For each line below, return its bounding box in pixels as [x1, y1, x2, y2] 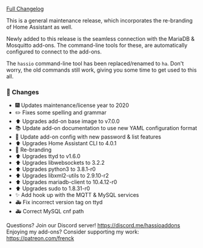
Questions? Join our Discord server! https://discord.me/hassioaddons [6, 222, 181, 229]
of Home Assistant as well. [6, 24, 73, 30]
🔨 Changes [6, 88, 39, 96]
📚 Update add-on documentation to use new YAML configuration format [15, 125, 198, 132]
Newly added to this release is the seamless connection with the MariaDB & [6, 35, 195, 42]
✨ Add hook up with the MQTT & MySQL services [15, 191, 139, 199]
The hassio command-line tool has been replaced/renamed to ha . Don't [6, 60, 184, 67]
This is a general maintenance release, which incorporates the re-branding [6, 17, 193, 24]
